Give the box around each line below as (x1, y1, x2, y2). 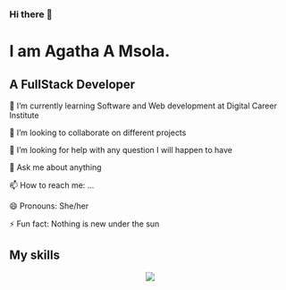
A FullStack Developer (9, 76, 136, 92)
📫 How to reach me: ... (9, 179, 95, 191)
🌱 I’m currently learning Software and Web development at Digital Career (9, 100, 277, 111)
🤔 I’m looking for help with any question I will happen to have (9, 144, 232, 155)
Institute (9, 109, 39, 120)
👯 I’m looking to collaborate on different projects (9, 127, 187, 138)
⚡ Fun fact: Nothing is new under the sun (9, 218, 160, 229)
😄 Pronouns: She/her (9, 200, 89, 211)
